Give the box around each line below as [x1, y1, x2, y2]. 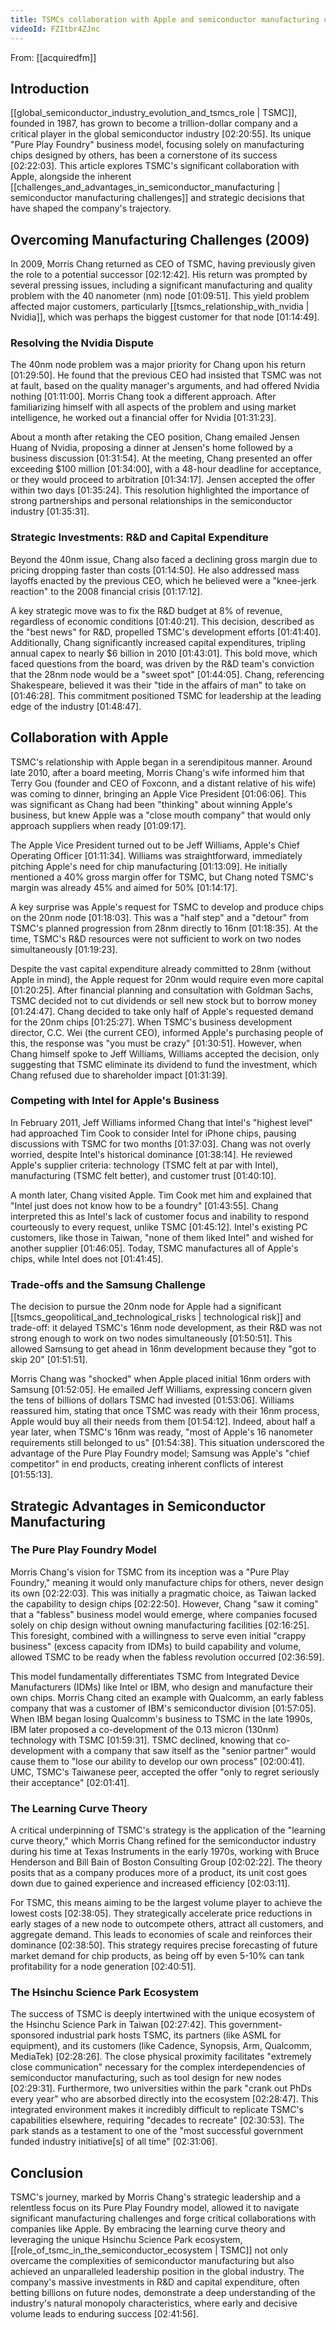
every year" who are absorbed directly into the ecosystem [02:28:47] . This [10, 2093, 319, 2105]
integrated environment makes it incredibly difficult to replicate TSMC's [10, 2104, 304, 2116]
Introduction [10, 80, 90, 97]
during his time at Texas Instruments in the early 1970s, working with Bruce [10, 1846, 320, 1858]
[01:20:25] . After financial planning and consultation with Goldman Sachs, [10, 984, 314, 996]
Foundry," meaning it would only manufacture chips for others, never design [10, 1576, 324, 1588]
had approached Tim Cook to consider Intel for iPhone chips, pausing [10, 1127, 297, 1139]
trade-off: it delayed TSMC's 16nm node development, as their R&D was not [10, 1322, 323, 1334]
